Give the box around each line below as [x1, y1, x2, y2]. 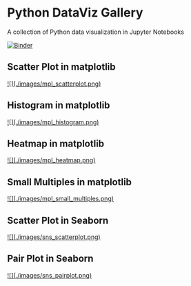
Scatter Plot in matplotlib [7, 61, 116, 73]
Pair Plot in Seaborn [7, 253, 94, 265]
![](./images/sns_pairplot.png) [7, 271, 92, 279]
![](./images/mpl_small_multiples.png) [7, 195, 114, 203]
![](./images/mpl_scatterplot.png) [7, 79, 101, 88]
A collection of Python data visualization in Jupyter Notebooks [7, 28, 185, 36]
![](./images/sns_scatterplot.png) [7, 233, 101, 241]
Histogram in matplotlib [7, 99, 110, 111]
